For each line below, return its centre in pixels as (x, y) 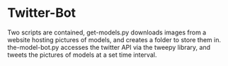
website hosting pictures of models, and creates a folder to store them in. (114, 39)
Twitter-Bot (42, 13)
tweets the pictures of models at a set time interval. (82, 55)
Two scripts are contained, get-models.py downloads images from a (107, 32)
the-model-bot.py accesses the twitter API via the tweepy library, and (109, 47)
